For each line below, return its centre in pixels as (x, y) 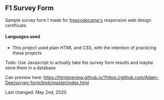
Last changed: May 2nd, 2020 (36, 92)
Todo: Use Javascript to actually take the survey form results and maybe (79, 63)
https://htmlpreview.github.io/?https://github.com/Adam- (101, 77)
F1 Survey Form (29, 8)
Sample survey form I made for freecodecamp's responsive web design (78, 20)
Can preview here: (24, 77)
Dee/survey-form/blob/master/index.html (47, 83)
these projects (27, 53)
